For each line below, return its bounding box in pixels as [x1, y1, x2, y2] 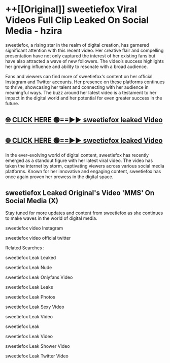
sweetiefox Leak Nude [5, 264, 52, 270]
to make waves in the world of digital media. [5, 215, 97, 221]
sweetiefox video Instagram [5, 225, 63, 231]
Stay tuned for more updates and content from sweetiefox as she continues [5, 210, 163, 216]
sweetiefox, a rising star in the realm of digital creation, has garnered [5, 42, 149, 48]
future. [5, 100, 19, 106]
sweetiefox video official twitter [5, 235, 71, 241]
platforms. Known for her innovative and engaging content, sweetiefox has [5, 169, 161, 175]
